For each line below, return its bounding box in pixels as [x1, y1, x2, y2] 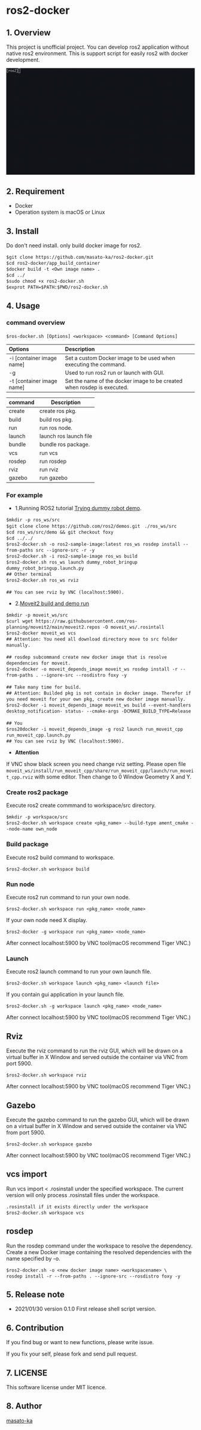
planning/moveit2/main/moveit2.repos [6, 624, 100, 630]
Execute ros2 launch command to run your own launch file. [6, 968, 151, 976]
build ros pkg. [39, 415, 73, 423]
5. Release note [6, 1289, 65, 1300]
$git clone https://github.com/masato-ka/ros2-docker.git [6, 255, 154, 261]
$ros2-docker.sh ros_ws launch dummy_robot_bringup [6, 560, 138, 566]
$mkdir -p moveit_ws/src [6, 612, 68, 618]
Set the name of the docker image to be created [65, 378, 183, 385]
